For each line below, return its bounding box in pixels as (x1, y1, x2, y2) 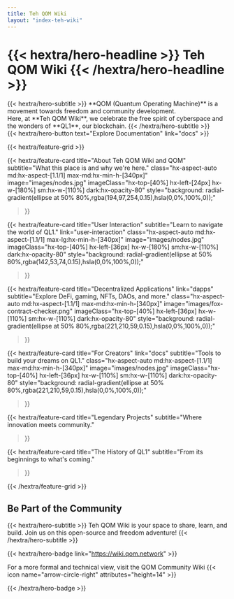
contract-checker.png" (7, 307, 73, 315)
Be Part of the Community (7, 503, 122, 514)
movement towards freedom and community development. (7, 107, 176, 115)
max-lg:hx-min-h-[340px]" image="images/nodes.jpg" (46, 236, 205, 244)
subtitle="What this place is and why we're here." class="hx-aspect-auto (7, 164, 217, 172)
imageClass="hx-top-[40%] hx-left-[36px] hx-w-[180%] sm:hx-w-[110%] (7, 243, 219, 252)
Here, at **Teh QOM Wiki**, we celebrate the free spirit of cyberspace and (7, 115, 224, 123)
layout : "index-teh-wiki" (7, 17, 82, 24)
